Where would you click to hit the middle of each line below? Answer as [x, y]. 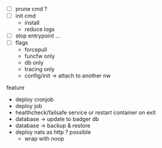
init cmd [25, 16]
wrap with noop [44, 139]
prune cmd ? [31, 9]
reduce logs [40, 29]
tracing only [40, 69]
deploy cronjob [34, 99]
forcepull [36, 50]
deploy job [29, 106]
